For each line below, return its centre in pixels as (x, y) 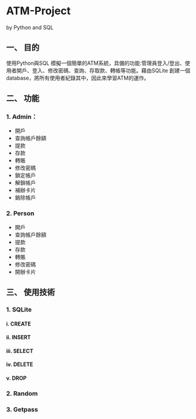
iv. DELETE (20, 364)
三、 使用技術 (31, 292)
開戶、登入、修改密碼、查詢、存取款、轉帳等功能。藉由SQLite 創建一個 (103, 70)
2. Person (20, 213)
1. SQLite (19, 310)
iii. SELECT (20, 351)
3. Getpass (22, 409)
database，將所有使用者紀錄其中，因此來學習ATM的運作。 (78, 78)
